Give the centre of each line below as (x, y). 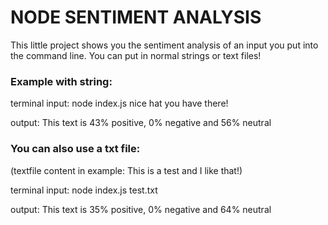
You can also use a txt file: (75, 149)
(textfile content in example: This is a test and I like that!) (126, 170)
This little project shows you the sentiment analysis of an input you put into (164, 45)
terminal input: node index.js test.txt (84, 190)
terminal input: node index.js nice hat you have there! (119, 103)
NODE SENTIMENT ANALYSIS (136, 17)
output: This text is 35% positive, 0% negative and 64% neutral (141, 209)
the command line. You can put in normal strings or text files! (136, 55)
